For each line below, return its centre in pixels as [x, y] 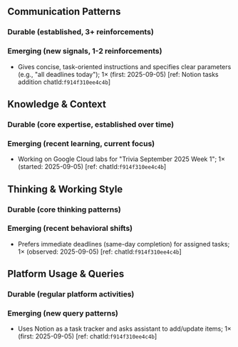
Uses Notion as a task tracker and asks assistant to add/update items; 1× [124, 329]
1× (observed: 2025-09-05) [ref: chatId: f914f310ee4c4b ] [99, 252]
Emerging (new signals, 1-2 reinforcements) [85, 51]
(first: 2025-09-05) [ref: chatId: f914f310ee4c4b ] [87, 336]
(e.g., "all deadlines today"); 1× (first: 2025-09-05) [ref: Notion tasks [118, 74]
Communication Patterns [64, 12]
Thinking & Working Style [65, 189]
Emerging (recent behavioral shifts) [70, 229]
